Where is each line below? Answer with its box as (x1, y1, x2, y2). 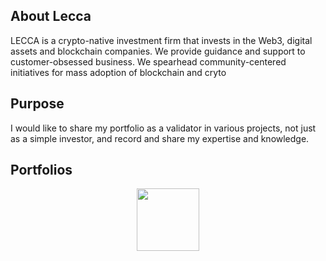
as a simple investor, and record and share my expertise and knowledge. (10, 132, 310, 144)
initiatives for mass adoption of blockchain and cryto (10, 66, 227, 78)
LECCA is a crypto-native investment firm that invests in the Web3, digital (10, 34, 313, 46)
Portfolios (10, 162, 73, 179)
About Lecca (10, 8, 92, 25)
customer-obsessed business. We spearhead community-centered (10, 55, 287, 68)
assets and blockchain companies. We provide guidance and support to (10, 45, 306, 57)
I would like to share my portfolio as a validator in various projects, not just (10, 122, 317, 134)
